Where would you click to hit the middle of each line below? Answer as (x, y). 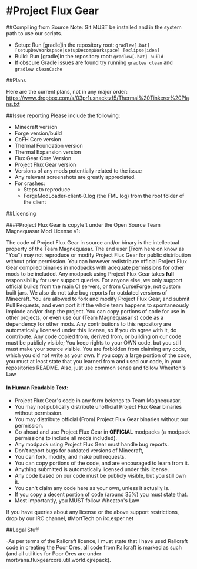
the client (35, 202)
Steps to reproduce (47, 189)
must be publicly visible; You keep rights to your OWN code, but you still (94, 342)
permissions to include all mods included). (66, 438)
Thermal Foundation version (49, 145)
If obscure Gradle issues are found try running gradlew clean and (94, 62)
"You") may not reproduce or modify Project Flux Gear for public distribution (98, 255)
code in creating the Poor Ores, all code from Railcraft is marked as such (94, 548)
